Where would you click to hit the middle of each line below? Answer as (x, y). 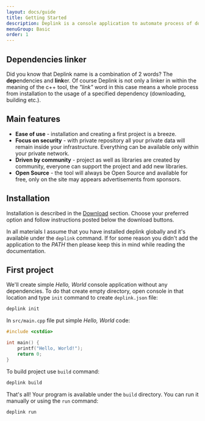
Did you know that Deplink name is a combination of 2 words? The (89, 74)
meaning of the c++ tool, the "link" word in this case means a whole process (103, 87)
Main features (34, 119)
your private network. (42, 153)
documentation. (26, 251)
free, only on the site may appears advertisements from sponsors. (98, 179)
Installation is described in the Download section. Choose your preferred (98, 213)
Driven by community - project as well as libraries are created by (97, 160)
